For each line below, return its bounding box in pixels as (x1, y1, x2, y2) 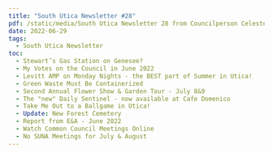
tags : (8, 34, 27, 43)
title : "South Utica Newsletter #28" (8, 11, 136, 20)
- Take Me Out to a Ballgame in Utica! (15, 102, 151, 110)
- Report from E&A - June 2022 (15, 117, 122, 125)
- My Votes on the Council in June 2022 (15, 65, 154, 73)
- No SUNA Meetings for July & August (15, 132, 148, 140)
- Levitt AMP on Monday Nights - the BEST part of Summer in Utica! (15, 72, 253, 80)
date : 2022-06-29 (8, 27, 67, 35)
